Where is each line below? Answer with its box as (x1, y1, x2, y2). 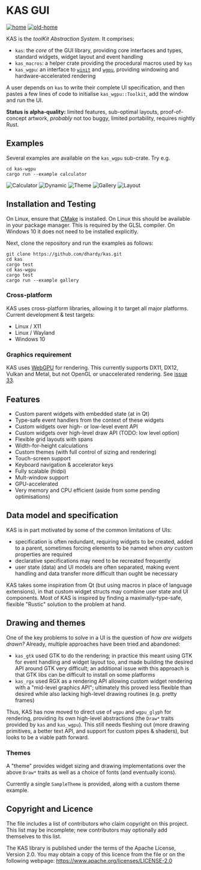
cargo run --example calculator (6, 171, 87, 177)
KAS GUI (6, 4, 50, 17)
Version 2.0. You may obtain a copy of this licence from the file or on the (6, 850, 185, 858)
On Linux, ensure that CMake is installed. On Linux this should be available (6, 215, 190, 222)
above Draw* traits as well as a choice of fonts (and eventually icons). (6, 769, 177, 776)
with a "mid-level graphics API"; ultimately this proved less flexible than (14, 683, 192, 691)
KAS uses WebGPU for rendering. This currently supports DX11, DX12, (6, 364, 179, 371)
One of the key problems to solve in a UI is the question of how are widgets (6, 634, 193, 641)
